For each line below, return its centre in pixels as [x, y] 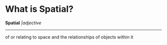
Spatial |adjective [23, 23]
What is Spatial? [39, 9]
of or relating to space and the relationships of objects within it [69, 37]
